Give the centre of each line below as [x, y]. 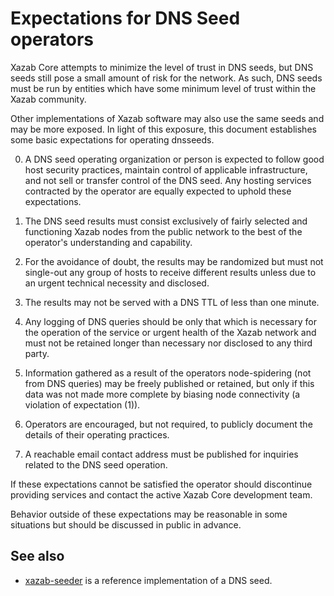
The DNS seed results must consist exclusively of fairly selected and [166, 221]
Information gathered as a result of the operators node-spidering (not [168, 373]
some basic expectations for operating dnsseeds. [112, 139]
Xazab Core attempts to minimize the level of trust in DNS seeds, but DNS [162, 67]
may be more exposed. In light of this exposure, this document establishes [163, 129]
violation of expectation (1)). [82, 404]
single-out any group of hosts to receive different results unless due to [170, 272]
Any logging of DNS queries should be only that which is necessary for [170, 321]
